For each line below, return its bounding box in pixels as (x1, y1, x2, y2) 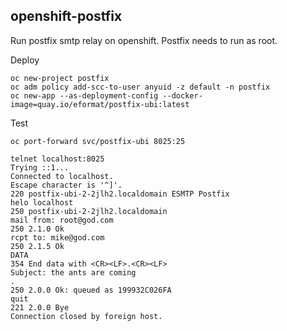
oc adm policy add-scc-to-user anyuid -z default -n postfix (10, 82, 271, 92)
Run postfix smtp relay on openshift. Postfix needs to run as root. (10, 34, 278, 46)
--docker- (162, 90, 203, 101)
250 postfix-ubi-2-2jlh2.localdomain (10, 206, 168, 216)
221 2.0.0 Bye (10, 302, 70, 313)
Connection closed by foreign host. (10, 311, 163, 321)
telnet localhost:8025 (10, 154, 105, 164)
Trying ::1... (10, 162, 70, 173)
